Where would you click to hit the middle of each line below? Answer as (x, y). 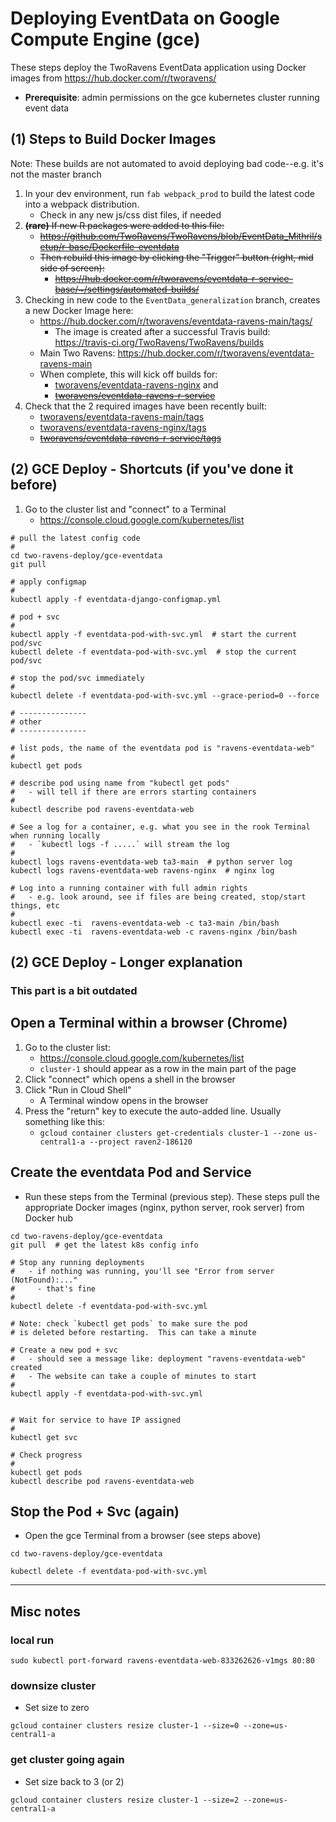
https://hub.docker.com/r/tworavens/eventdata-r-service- (174, 278)
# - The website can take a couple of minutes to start (133, 1376)
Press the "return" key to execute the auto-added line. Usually (153, 1111)
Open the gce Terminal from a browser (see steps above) (143, 1536)
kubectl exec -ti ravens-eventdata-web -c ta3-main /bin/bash (145, 923)
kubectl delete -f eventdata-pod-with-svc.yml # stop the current (154, 652)
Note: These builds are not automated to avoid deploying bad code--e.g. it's (167, 163)
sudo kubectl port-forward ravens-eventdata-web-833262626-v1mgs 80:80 (162, 1661)
